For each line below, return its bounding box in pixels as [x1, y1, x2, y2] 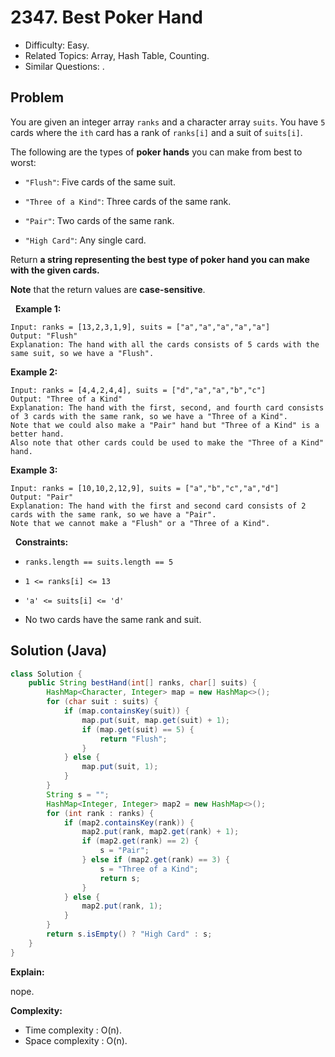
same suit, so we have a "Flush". [10, 348, 155, 358]
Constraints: [14, 536, 69, 548]
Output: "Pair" [10, 492, 74, 502]
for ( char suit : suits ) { [46, 697, 159, 707]
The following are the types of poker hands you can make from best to [10, 146, 303, 158]
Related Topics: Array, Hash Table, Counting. [24, 49, 210, 61]
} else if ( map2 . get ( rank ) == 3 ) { [81, 855, 231, 865]
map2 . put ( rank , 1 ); [81, 901, 163, 911]
